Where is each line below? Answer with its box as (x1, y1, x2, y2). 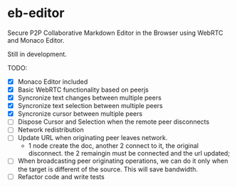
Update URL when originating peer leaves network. (17, 134, 168, 142)
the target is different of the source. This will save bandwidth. (17, 165, 198, 173)
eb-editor (7, 5, 65, 21)
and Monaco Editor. (7, 36, 65, 44)
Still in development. (7, 50, 68, 58)
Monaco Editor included (17, 77, 88, 86)
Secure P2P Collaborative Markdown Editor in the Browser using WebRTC (7, 28, 223, 37)
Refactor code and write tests (17, 172, 105, 181)
